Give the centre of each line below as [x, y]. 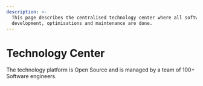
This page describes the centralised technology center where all [97, 18]
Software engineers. [32, 76]
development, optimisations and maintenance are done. [82, 23]
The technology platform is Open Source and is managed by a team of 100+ [101, 70]
